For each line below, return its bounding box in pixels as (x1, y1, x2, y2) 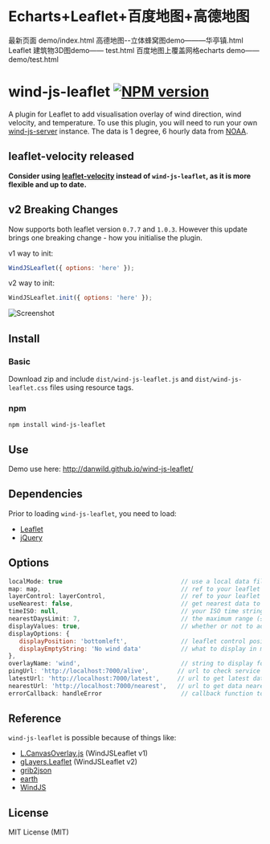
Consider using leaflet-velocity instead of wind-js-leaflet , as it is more (8, 170, 252, 181)
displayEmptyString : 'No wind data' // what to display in (18, 645, 257, 653)
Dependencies (8, 487, 83, 501)
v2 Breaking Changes (8, 203, 119, 217)
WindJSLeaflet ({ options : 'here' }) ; (8, 264, 135, 272)
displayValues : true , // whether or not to (8, 622, 253, 630)
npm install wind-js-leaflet (8, 421, 106, 429)
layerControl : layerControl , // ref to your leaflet (8, 592, 261, 600)
